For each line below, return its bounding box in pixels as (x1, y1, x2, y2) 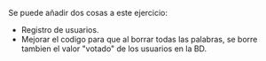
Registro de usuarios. (20, 25, 99, 34)
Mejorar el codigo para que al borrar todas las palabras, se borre (20, 34, 258, 44)
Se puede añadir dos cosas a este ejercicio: (8, 8, 168, 18)
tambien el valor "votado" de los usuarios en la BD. (20, 43, 207, 54)
